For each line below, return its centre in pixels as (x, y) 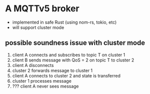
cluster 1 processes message (42, 81)
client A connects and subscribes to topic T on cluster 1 (69, 55)
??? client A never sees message (45, 86)
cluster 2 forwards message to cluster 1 (52, 70)
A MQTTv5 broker (42, 9)
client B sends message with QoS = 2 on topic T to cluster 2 (73, 60)
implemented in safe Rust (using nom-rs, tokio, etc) (64, 22)
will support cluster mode (38, 27)
